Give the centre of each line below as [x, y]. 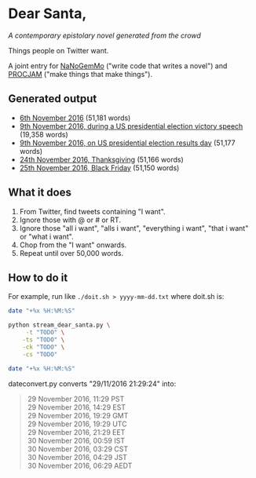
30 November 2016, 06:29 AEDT [80, 465]
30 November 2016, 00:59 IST [76, 440]
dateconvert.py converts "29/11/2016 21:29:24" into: [92, 383]
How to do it [38, 277]
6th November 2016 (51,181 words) [75, 118]
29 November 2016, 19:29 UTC [77, 424]
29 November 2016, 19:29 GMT [78, 415]
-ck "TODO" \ [44, 347]
